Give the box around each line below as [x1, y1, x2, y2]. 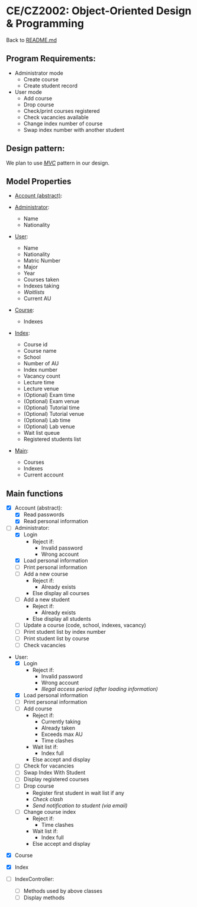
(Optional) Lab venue [23, 423, 75, 430]
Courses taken [23, 276, 59, 283]
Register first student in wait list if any [32, 789, 124, 797]
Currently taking [41, 718, 81, 725]
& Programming [6, 17, 85, 30]
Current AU [23, 295, 51, 302]
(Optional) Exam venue [23, 398, 80, 405]
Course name [23, 347, 57, 355]
